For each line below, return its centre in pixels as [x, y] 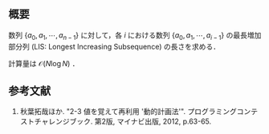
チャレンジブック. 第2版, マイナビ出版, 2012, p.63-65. [123, 121]
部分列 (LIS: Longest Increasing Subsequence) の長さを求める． [114, 46]
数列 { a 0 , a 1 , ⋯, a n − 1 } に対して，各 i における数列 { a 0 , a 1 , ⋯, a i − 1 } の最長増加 [135, 36]
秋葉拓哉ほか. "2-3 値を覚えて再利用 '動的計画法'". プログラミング [128, 112]
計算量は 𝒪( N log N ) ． [44, 63]
